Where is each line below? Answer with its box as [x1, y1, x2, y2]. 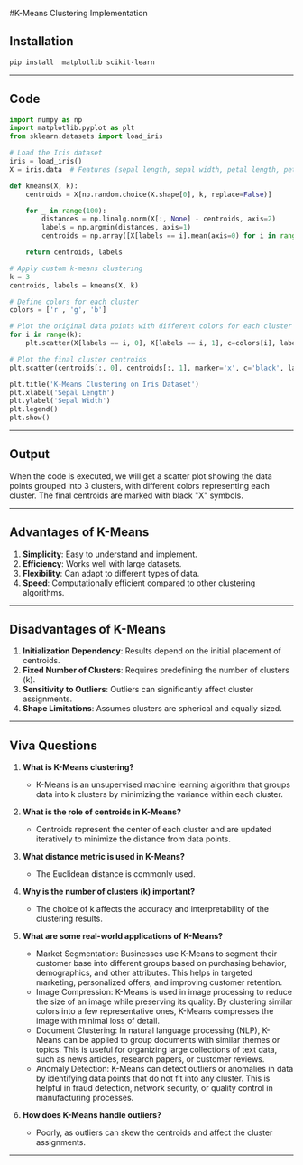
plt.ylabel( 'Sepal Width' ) [9, 397, 111, 406]
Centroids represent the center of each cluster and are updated [35, 824, 272, 835]
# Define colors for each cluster [9, 297, 140, 306]
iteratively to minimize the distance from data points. [35, 833, 232, 844]
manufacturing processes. [35, 1093, 134, 1104]
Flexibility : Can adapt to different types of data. [22, 568, 200, 578]
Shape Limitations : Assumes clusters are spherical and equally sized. [22, 703, 282, 714]
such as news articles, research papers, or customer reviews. [35, 1054, 265, 1065]
